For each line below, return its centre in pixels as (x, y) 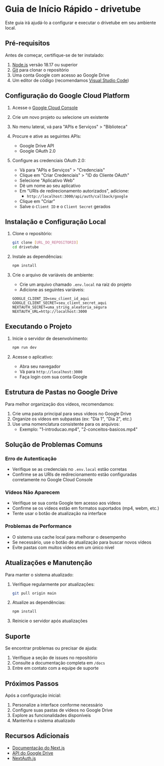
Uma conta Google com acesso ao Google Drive (61, 75)
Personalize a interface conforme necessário (58, 705)
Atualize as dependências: (39, 602)
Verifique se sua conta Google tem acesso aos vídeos (66, 503)
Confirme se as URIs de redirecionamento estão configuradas (74, 474)
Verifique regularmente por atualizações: (53, 584)
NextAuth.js (24, 758)
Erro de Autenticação (31, 459)
